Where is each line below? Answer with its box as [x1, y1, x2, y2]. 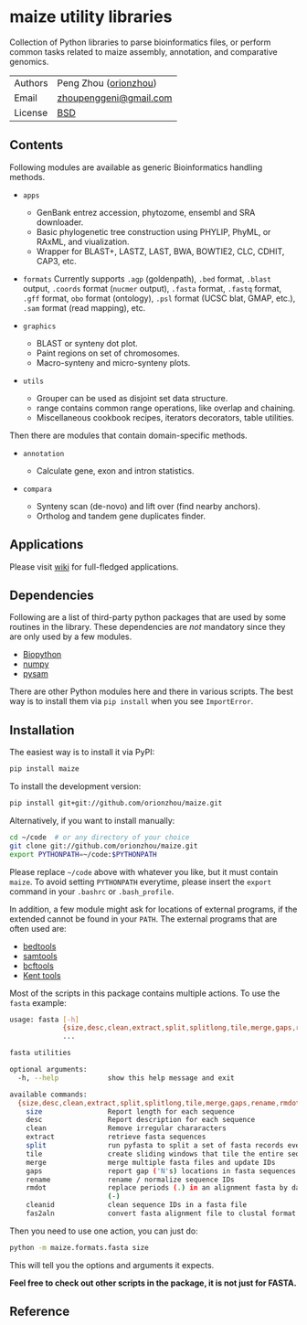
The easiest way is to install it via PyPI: [9, 747, 155, 758]
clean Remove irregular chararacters [26, 1124, 227, 1133]
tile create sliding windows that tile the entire [26, 1149, 284, 1159]
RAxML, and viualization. [36, 236, 130, 247]
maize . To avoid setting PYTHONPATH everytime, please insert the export [9, 876, 272, 887]
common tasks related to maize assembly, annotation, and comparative [9, 46, 278, 57]
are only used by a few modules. [9, 631, 132, 642]
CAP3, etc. [36, 255, 78, 266]
